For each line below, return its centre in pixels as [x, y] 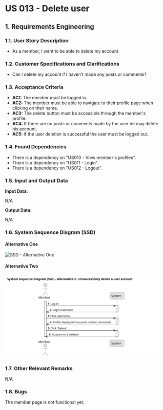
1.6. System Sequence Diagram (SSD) [50, 232]
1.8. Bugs [16, 391]
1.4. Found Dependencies [36, 147]
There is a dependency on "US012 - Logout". [57, 168]
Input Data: [17, 191]
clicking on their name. [35, 108]
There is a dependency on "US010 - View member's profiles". [74, 158]
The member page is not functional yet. [45, 402]
